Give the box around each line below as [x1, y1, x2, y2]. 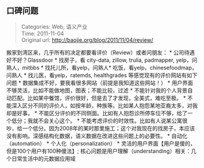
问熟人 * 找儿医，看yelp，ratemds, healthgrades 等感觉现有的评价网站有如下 [6, 72, 198, 79]
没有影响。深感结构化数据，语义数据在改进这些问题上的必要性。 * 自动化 [6, 132, 188, 139]
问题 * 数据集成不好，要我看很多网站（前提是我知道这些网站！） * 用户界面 [6, 79, 193, 86]
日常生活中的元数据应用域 [11, 155, 76, 162]
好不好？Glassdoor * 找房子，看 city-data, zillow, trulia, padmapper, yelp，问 [6, 56, 197, 64]
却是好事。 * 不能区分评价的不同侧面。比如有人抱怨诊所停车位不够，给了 [6, 109, 188, 116]
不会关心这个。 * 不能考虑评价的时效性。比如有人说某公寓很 [38, 117, 188, 124]
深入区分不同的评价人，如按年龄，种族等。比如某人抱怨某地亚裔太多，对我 [11, 102, 198, 109]
